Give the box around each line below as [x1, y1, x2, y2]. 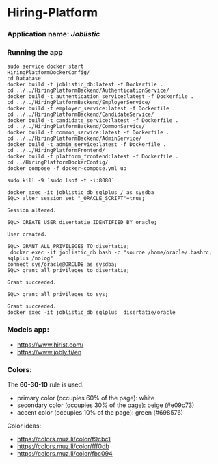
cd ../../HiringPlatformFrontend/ [7, 147, 106, 154]
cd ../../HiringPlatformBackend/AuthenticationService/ [7, 87, 169, 94]
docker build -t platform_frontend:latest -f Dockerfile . [7, 153, 179, 160]
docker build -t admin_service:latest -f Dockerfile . [7, 141, 167, 148]
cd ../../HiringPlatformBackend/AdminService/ [7, 135, 142, 142]
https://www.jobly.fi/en [16, 347, 82, 356]
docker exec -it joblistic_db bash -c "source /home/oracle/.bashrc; [10, 249, 213, 256]
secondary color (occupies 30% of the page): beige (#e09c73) [16, 401, 195, 409]
